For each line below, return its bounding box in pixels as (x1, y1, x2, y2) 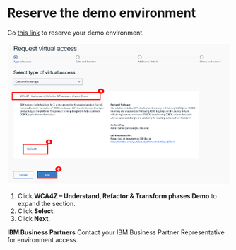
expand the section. (17, 199, 76, 208)
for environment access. (7, 235, 78, 244)
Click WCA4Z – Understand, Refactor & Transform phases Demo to (17, 191, 217, 200)
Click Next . (17, 214, 51, 222)
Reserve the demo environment (7, 5, 196, 21)
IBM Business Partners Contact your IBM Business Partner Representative (7, 228, 225, 237)
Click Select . (17, 207, 55, 215)
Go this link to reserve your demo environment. (7, 28, 145, 37)
